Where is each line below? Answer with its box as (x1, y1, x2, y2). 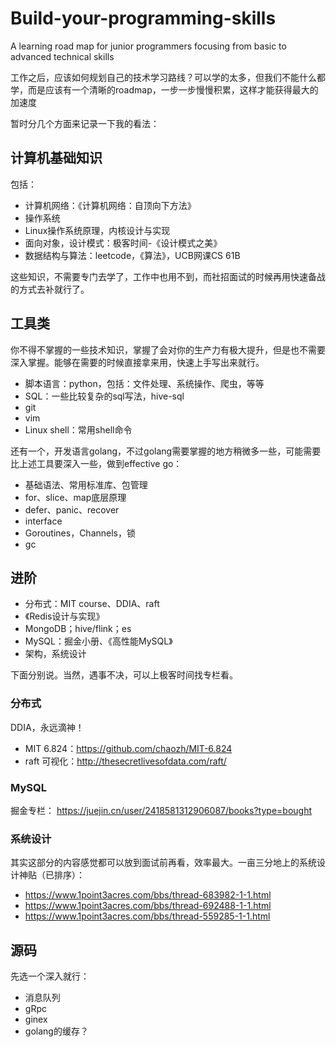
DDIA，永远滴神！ (10, 721, 85, 733)
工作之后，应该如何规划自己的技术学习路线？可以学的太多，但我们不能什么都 (10, 71, 326, 83)
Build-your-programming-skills (10, 7, 277, 30)
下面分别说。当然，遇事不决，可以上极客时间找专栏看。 (10, 669, 238, 681)
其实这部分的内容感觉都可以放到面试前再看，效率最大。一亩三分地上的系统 (10, 857, 317, 869)
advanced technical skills (10, 50, 115, 62)
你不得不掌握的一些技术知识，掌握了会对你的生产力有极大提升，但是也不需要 (10, 343, 326, 356)
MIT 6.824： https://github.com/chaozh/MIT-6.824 (24, 742, 233, 754)
